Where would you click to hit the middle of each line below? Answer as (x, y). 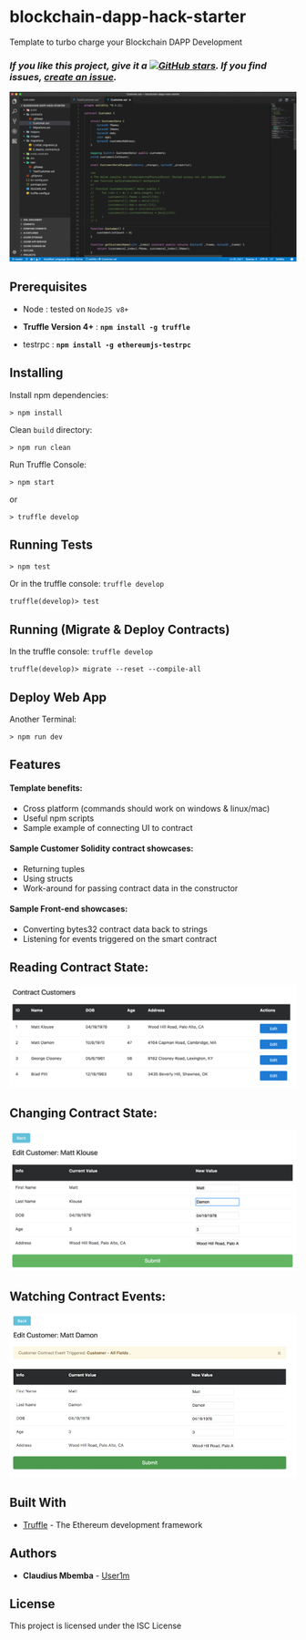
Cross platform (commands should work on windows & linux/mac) (146, 808)
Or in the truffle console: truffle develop (87, 584)
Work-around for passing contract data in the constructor (130, 888)
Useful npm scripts (58, 818)
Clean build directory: (51, 429)
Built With (38, 1503)
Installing (36, 373)
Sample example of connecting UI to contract (107, 827)
